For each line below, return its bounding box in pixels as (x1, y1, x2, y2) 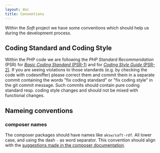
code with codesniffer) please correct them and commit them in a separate (5, 72, 155, 78)
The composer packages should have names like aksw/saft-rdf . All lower (5, 132, 152, 138)
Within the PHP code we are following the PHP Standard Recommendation (5, 56, 154, 63)
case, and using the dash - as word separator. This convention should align (5, 137, 156, 143)
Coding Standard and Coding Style (5, 44, 112, 52)
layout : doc (5, 7, 29, 12)
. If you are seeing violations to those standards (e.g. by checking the (9, 67, 147, 73)
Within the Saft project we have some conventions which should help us (5, 25, 149, 30)
